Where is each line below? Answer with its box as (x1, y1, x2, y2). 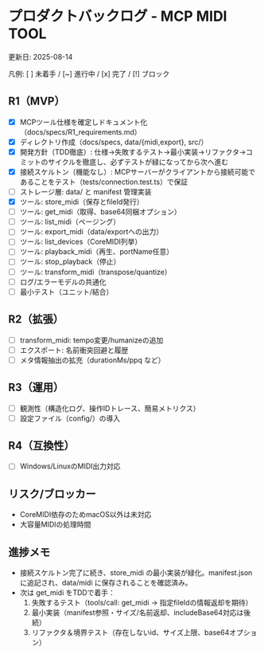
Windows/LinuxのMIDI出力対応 (19, 461, 121, 471)
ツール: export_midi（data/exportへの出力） (19, 227, 164, 237)
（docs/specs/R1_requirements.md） (19, 127, 142, 136)
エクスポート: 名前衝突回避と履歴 (19, 345, 129, 354)
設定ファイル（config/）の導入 (19, 413, 121, 423)
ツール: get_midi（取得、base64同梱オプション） (19, 207, 181, 217)
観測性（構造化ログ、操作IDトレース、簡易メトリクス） (19, 403, 200, 413)
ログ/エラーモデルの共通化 (19, 276, 107, 287)
